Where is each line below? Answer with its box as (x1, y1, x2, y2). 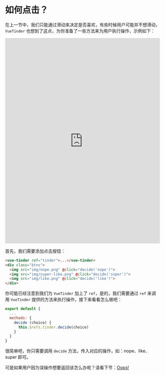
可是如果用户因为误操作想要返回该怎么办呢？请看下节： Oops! (5, 365, 129, 371)
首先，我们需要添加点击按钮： (5, 248, 65, 254)
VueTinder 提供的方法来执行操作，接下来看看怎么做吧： (10, 297, 122, 303)
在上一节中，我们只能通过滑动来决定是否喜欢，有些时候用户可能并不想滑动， (5, 22, 160, 28)
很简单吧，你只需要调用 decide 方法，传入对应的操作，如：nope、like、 (5, 348, 150, 354)
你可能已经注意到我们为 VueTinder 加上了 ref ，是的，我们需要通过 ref (5, 290, 146, 296)
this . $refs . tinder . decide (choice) (18, 325, 89, 330)
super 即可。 (5, 354, 31, 360)
